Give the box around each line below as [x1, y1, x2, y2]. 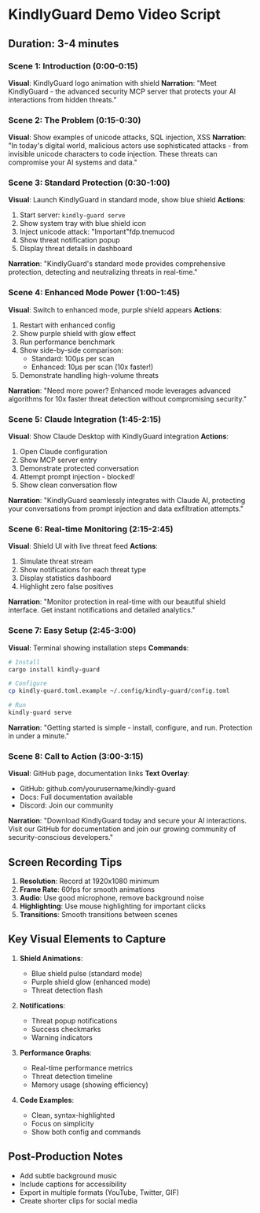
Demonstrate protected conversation [19, 464, 139, 473]
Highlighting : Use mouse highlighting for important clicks [19, 901, 207, 911]
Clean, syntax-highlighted [31, 1110, 115, 1119]
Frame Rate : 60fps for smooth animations [19, 885, 156, 894]
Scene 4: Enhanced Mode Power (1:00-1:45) [8, 287, 181, 298]
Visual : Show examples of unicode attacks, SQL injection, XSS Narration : [8, 132, 247, 142]
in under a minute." [8, 730, 70, 741]
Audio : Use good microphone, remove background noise [19, 893, 204, 903]
